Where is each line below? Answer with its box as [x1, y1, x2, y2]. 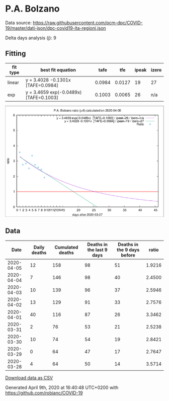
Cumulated [54, 244, 78, 250]
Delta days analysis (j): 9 [5, 35, 56, 41]
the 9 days [116, 247, 140, 253]
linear [7, 79, 19, 86]
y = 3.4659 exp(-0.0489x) [25, 89, 82, 95]
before [121, 252, 135, 258]
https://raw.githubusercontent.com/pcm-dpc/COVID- [32, 20, 143, 26]
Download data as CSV [5, 375, 53, 381]
